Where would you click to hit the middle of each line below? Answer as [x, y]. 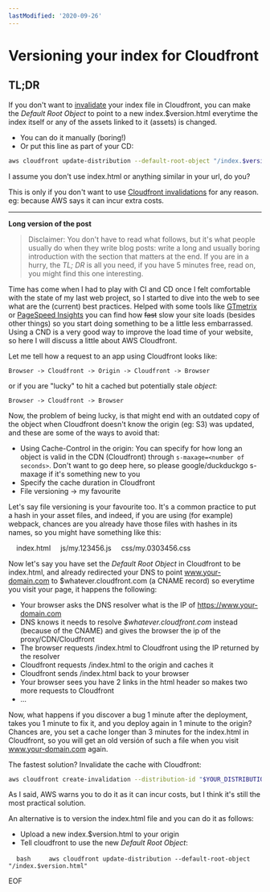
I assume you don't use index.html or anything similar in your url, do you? [129, 176]
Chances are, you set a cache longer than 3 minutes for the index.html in [129, 732]
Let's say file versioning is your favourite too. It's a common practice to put [132, 506]
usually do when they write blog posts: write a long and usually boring [144, 247]
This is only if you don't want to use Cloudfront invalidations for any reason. [133, 192]
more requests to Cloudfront [67, 691]
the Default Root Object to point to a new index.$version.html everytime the [133, 113]
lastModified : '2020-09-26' [55, 16]
